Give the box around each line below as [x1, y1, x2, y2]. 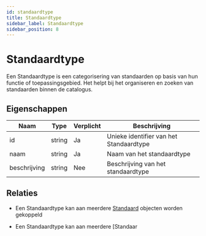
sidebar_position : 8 [6, 26, 59, 32]
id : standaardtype [6, 9, 53, 15]
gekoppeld [15, 211, 43, 218]
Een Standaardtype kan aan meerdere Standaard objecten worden [15, 204, 183, 211]
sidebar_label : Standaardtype [6, 20, 84, 26]
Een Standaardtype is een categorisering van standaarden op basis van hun [6, 73, 198, 80]
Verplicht [73, 122, 101, 130]
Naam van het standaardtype [107, 150, 191, 158]
